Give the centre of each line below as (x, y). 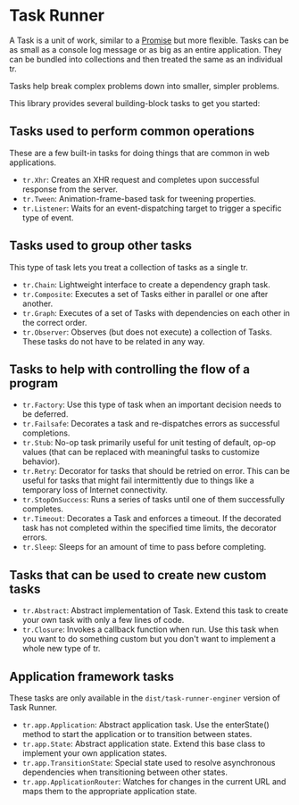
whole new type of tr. (61, 649)
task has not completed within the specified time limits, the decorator (149, 528)
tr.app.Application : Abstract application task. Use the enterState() (145, 725)
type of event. (48, 217)
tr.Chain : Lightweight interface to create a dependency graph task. (146, 284)
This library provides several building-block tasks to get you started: (135, 103)
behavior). (41, 461)
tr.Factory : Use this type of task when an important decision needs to (152, 405)
